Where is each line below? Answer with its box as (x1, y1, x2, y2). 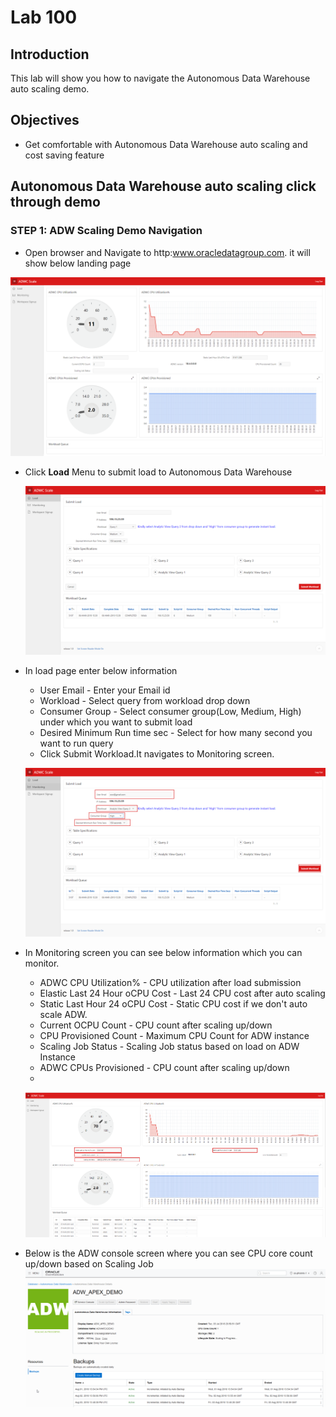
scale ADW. (39, 1009, 88, 1021)
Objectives (10, 112, 80, 129)
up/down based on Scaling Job (24, 1257, 154, 1270)
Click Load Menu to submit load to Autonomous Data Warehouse (24, 466, 293, 478)
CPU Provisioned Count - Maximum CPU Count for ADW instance (39, 1030, 310, 1042)
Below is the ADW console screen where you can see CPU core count (24, 1247, 313, 1259)
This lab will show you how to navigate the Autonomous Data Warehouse (10, 72, 311, 84)
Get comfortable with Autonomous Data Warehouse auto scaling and (24, 138, 308, 150)
